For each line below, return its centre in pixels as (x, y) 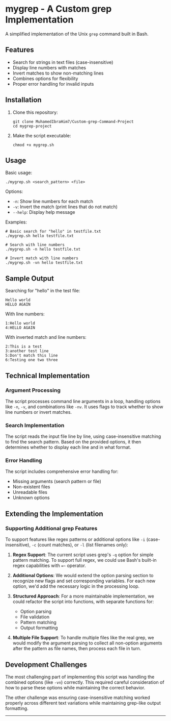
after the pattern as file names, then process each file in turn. (77, 649)
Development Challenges (46, 665)
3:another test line (27, 351)
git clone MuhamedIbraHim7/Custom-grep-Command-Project (73, 121)
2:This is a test (24, 347)
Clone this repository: (35, 112)
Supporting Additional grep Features (51, 528)
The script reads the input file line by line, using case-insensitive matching (83, 436)
